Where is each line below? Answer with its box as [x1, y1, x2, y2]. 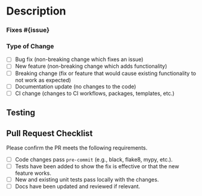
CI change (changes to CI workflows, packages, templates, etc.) [14, 90, 175, 97]
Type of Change [6, 42, 54, 51]
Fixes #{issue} [6, 26, 50, 34]
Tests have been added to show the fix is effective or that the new [14, 162, 180, 170]
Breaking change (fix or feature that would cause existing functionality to [14, 70, 197, 77]
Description [6, 4, 66, 18]
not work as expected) [14, 76, 71, 83]
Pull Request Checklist [6, 128, 93, 139]
